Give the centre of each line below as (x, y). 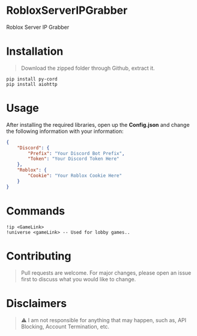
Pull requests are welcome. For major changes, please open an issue (106, 273)
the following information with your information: (65, 131)
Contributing (39, 256)
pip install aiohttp (32, 84)
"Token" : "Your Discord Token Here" (74, 159)
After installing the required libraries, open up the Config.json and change (98, 124)
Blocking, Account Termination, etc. (65, 326)
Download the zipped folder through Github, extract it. (88, 68)
